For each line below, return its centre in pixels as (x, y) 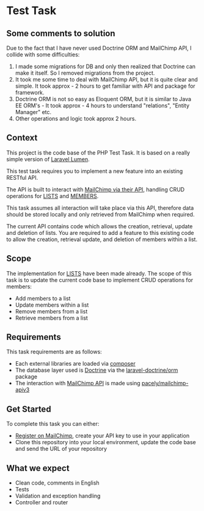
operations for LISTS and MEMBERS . (53, 196)
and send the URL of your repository (61, 449)
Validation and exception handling (58, 496)
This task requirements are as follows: (54, 352)
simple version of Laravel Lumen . (48, 159)
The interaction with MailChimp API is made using (78, 383)
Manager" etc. (33, 112)
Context (22, 138)
